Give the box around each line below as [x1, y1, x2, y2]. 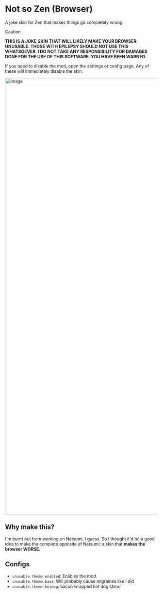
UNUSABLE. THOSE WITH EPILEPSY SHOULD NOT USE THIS [5, 43, 129, 49]
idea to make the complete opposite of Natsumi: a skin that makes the [5, 541, 146, 546]
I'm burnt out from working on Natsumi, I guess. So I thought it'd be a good [5, 536, 155, 542]
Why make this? [5, 523, 55, 531]
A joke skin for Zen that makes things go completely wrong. [5, 19, 124, 25]
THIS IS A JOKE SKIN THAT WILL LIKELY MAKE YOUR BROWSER [5, 38, 137, 44]
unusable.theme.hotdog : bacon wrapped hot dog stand [12, 583, 121, 589]
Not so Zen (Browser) [5, 3, 93, 15]
